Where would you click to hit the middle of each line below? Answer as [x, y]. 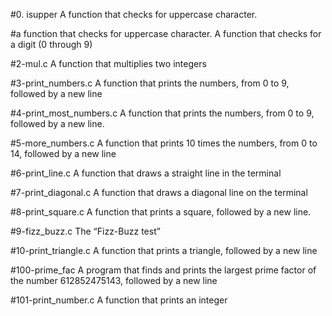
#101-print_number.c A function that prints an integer [119, 300]
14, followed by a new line [63, 153]
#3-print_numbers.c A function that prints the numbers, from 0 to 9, [150, 83]
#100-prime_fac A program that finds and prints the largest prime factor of [163, 270]
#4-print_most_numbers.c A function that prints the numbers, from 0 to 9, [162, 113]
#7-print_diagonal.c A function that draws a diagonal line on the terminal [159, 192]
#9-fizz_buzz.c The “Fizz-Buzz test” [85, 231]
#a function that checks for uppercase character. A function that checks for [166, 33]
